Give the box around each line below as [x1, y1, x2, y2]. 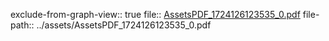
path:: [10, 19, 35, 31]
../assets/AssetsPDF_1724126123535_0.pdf [36, 19, 212, 31]
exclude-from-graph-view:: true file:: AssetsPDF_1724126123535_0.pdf [10, 9, 301, 20]
